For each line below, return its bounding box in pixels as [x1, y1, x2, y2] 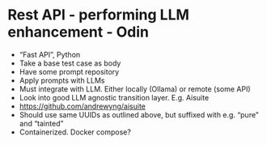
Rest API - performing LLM [7, 6, 189, 24]
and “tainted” [19, 118, 64, 128]
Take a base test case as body [19, 58, 121, 68]
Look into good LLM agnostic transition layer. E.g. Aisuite [19, 92, 210, 102]
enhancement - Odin [7, 23, 149, 41]
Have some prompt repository [19, 66, 120, 76]
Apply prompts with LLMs [19, 75, 105, 85]
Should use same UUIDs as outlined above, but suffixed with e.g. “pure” [19, 109, 260, 119]
